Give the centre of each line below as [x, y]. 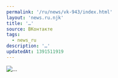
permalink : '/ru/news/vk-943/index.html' [60, 12]
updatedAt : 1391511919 [35, 52]
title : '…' [20, 23]
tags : [13, 35]
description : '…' [28, 46]
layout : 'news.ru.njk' [35, 18]
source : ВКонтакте [29, 29]
